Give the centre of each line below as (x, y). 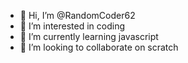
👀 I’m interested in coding (72, 26)
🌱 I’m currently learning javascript (89, 36)
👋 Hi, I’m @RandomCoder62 (77, 15)
